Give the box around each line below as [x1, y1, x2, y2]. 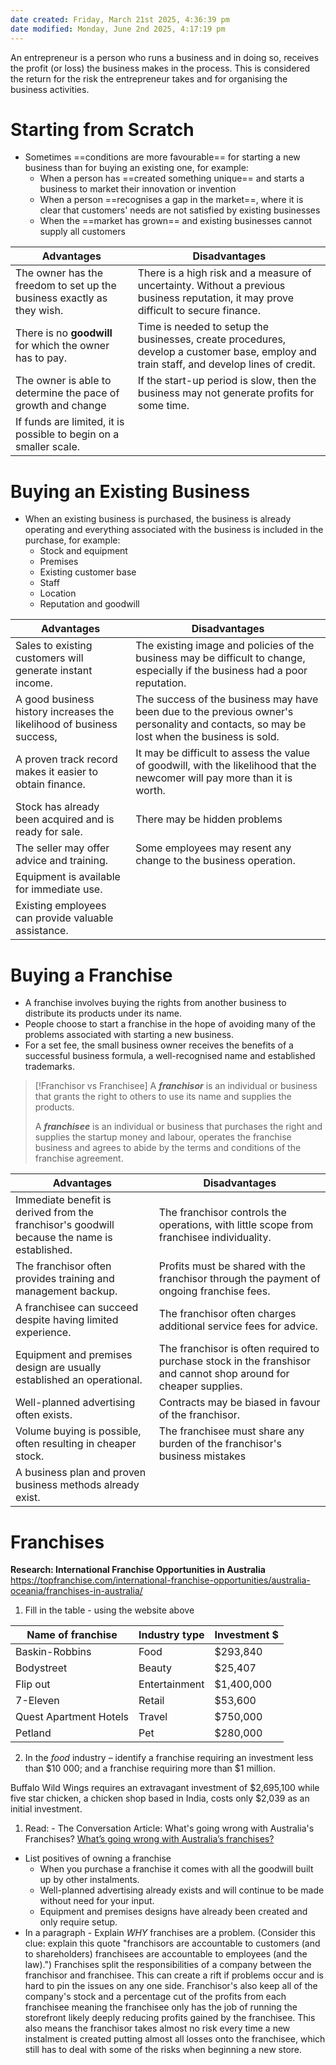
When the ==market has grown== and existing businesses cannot [39, 215, 313, 227]
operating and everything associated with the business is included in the [24, 524, 324, 536]
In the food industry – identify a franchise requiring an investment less [24, 1752, 314, 1764]
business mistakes [158, 1449, 247, 1463]
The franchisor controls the [158, 1206, 287, 1220]
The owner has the [15, 266, 104, 280]
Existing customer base [39, 566, 137, 578]
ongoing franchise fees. [158, 1284, 271, 1298]
